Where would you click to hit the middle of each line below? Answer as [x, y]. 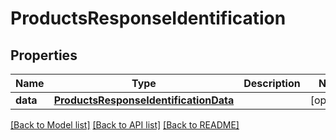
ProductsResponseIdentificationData [144, 100]
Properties [44, 55]
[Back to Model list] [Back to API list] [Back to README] [125, 125]
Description [272, 83]
